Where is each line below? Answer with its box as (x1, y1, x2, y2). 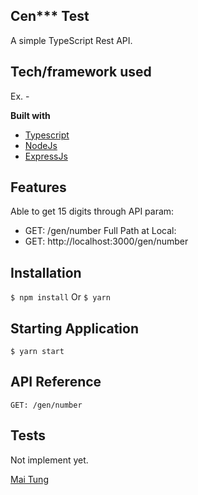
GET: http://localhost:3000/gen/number (24, 235, 189, 248)
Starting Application (10, 320, 140, 337)
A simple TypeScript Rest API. (10, 34, 133, 46)
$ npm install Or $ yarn (10, 291, 111, 303)
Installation (10, 264, 82, 281)
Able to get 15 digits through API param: (10, 205, 175, 218)
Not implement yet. (10, 454, 89, 466)
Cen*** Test (10, 8, 90, 25)
